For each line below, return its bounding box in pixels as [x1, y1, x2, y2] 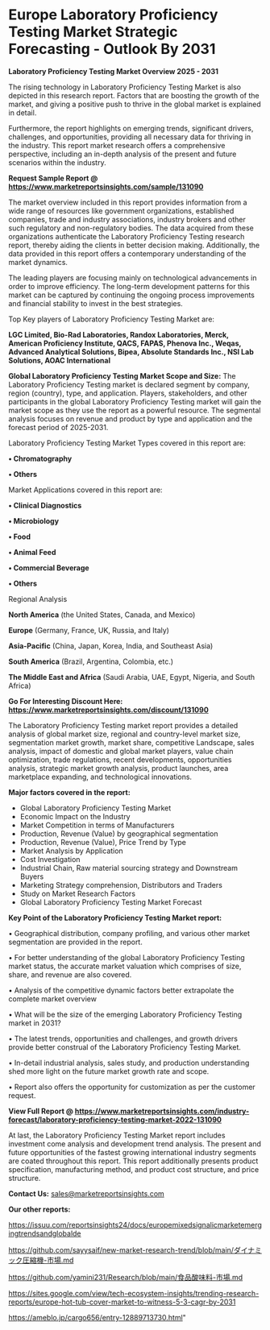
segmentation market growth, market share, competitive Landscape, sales [8, 737, 255, 747]
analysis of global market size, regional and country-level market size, [8, 729, 241, 739]
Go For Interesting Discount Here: [8, 696, 123, 706]
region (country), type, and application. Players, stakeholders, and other [8, 388, 247, 398]
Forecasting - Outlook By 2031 [8, 40, 216, 58]
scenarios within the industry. [8, 157, 106, 167]
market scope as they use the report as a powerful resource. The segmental [8, 405, 261, 415]
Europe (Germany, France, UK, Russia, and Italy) [8, 625, 169, 635]
